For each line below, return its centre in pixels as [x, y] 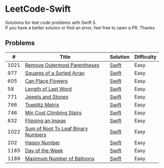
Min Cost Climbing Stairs [53, 112]
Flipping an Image [45, 121]
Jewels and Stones [47, 97]
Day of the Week [44, 150]
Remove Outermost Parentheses [62, 65]
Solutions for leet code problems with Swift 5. [51, 22]
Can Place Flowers [46, 81]
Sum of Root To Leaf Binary [56, 128]
